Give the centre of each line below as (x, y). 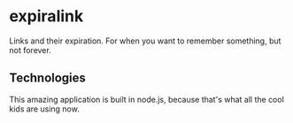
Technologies (48, 78)
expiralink (46, 16)
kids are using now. (44, 109)
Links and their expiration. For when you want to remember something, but (145, 41)
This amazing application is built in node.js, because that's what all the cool (147, 99)
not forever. (30, 50)
